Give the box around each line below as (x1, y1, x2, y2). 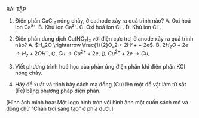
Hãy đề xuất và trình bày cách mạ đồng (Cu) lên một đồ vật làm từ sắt (14, 81, 186, 88)
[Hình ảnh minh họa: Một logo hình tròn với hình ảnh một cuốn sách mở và (6, 99, 188, 106)
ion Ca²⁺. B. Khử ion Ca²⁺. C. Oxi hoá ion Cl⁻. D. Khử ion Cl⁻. (14, 24, 162, 30)
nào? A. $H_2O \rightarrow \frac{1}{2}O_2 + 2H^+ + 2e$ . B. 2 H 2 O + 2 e (14, 42, 189, 50)
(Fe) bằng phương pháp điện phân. (14, 87, 101, 95)
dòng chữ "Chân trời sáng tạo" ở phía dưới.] (6, 105, 114, 113)
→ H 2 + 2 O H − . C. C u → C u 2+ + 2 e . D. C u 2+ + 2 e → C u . (14, 49, 150, 59)
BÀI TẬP (6, 6, 26, 13)
